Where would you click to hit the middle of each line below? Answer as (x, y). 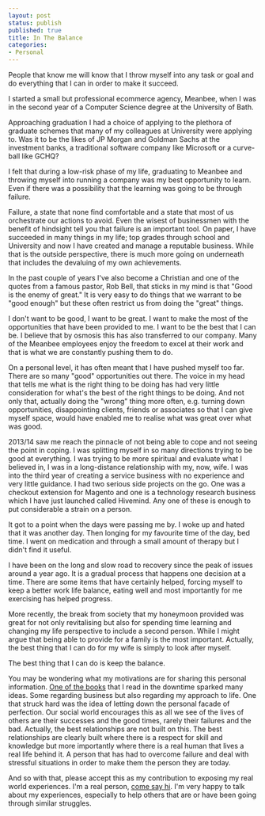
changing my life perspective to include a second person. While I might (124, 631)
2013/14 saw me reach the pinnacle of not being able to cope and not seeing (133, 442)
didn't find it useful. (40, 550)
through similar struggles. (50, 803)
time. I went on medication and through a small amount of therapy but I (124, 541)
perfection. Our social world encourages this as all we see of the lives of (126, 712)
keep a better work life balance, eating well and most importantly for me (125, 590)
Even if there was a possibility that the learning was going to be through (125, 188)
